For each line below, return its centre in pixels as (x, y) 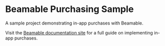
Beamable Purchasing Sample (70, 9)
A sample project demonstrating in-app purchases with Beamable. (74, 23)
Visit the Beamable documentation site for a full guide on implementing (79, 32)
